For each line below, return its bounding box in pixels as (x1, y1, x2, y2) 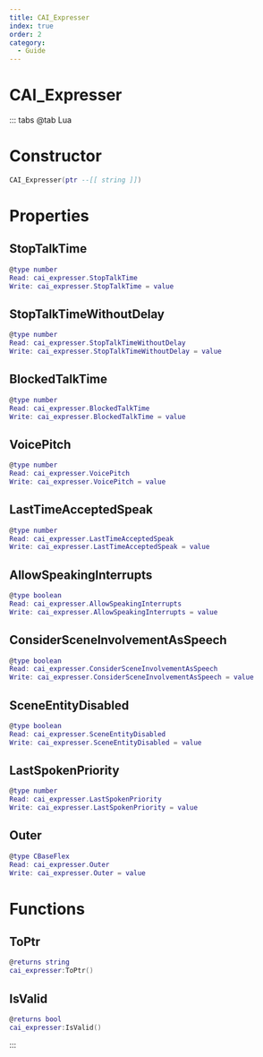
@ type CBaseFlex (9, 852, 70, 861)
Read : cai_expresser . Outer (9, 860, 110, 869)
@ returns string (9, 958, 70, 967)
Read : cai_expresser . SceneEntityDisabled (9, 729, 166, 739)
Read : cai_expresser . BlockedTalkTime (9, 404, 150, 413)
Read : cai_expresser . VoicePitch (9, 469, 130, 478)
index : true (9, 21, 54, 30)
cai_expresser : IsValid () (9, 1023, 102, 1032)
